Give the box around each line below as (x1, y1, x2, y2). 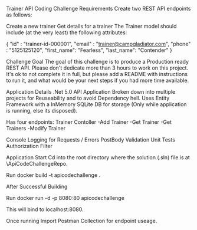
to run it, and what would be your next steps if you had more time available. (6, 77, 189, 84)
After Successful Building (6, 183, 68, 190)
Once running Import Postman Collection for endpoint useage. (6, 218, 157, 224)
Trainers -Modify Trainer (6, 125, 66, 132)
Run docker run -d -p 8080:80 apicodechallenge (6, 195, 125, 201)
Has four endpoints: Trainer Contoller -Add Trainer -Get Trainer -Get (6, 119, 172, 126)
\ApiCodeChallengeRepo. (6, 160, 68, 167)
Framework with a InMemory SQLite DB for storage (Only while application (6, 101, 187, 108)
